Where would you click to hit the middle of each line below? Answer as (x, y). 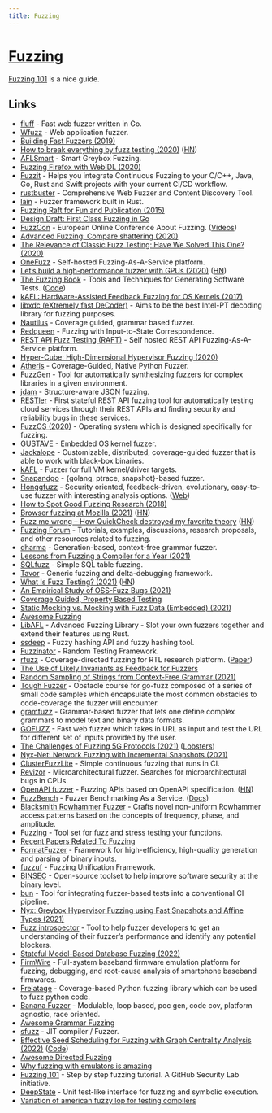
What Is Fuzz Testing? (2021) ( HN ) (78, 582)
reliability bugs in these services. (75, 418)
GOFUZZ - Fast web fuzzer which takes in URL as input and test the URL (141, 729)
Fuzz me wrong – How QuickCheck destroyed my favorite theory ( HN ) (137, 522)
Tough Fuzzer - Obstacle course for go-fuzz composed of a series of (136, 686)
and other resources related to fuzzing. (86, 539)
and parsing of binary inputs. (69, 858)
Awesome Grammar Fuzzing (67, 1023)
